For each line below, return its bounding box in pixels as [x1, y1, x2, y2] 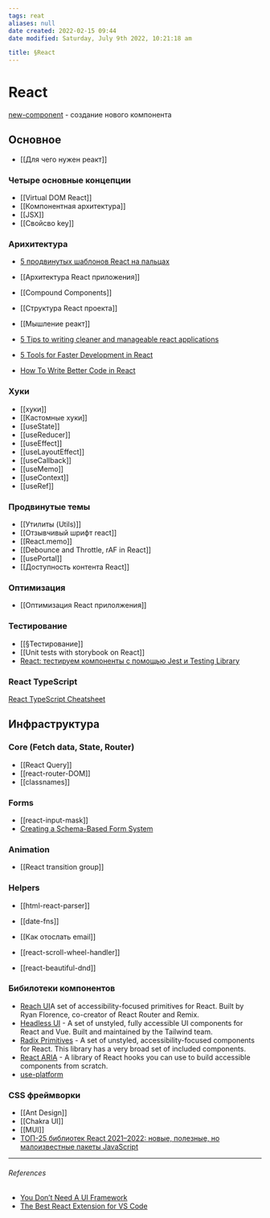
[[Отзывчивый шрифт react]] [19, 528, 117, 538]
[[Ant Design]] [19, 1108, 67, 1118]
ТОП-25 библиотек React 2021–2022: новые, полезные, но [19, 1134, 220, 1143]
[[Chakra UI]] [19, 1117, 64, 1126]
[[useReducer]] [19, 429, 71, 439]
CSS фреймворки [8, 1089, 81, 1101]
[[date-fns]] [19, 916, 59, 925]
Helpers [8, 882, 40, 893]
